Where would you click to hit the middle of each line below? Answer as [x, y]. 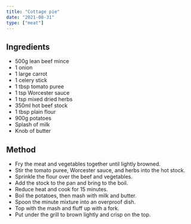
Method [21, 150]
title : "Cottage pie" [33, 12]
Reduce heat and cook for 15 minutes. [61, 189]
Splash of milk [32, 125]
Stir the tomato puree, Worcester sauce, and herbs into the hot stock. [100, 170]
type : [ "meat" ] [25, 23]
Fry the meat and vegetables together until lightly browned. [88, 164]
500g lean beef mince [42, 61]
